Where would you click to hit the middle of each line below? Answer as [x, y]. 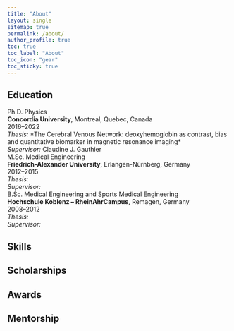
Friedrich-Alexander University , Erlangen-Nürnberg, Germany [99, 164]
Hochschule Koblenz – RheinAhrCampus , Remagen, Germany [98, 202]
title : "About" [30, 14]
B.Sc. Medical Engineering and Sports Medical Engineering [93, 194]
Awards [25, 295]
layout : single [30, 20]
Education [30, 95]
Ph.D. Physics [27, 112]
